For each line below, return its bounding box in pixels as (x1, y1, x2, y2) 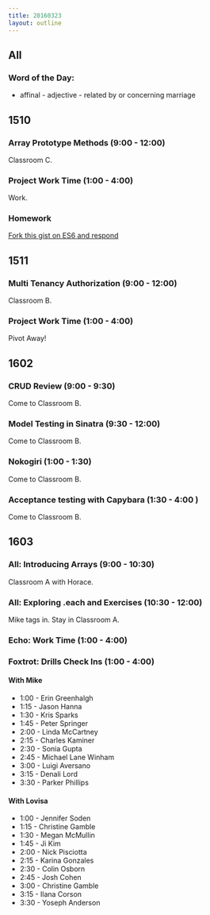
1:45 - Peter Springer (19, 719, 89, 728)
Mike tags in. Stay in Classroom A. (8, 615, 120, 624)
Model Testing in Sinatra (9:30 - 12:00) (8, 419, 161, 430)
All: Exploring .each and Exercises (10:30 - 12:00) (8, 596, 203, 608)
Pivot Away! (8, 334, 47, 343)
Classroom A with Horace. (8, 577, 94, 586)
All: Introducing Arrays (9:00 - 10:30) (8, 559, 155, 570)
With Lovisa (8, 796, 48, 805)
